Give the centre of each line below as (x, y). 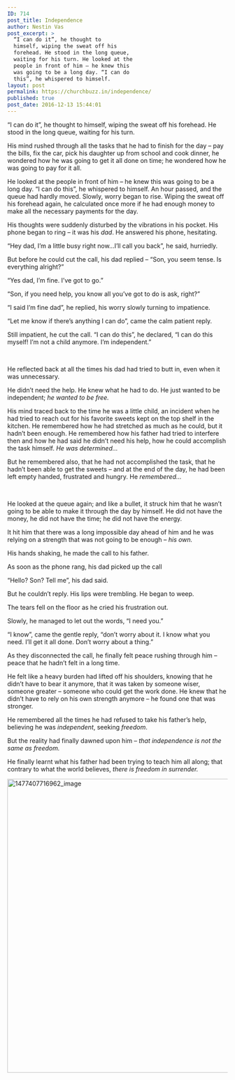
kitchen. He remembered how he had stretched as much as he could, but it (115, 426)
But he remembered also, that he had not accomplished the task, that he (111, 462)
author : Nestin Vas (36, 27)
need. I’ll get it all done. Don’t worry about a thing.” (80, 641)
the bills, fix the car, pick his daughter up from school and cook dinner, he (113, 153)
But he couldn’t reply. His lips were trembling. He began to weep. (101, 594)
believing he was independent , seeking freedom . (78, 727)
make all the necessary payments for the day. (73, 211)
